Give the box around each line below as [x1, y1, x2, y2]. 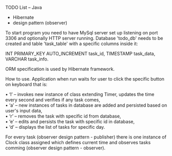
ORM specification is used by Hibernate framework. [5, 66, 115, 72]
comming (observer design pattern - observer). [5, 145, 106, 151]
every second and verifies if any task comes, [5, 97, 100, 103]
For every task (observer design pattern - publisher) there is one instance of [5, 134, 167, 140]
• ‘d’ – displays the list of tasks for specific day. [5, 124, 105, 130]
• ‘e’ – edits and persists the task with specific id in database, [5, 119, 135, 125]
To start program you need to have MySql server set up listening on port [5, 30, 158, 35]
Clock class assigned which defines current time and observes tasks [5, 140, 151, 145]
